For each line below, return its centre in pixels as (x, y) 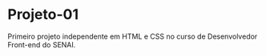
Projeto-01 (43, 15)
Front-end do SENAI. (42, 44)
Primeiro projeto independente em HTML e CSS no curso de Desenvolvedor (133, 36)
